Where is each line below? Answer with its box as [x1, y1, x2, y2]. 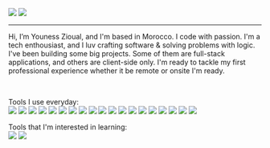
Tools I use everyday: [8, 97, 79, 106]
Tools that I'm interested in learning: [8, 122, 128, 132]
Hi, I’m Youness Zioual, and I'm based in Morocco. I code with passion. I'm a [8, 32, 261, 41]
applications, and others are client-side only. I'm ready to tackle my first [8, 57, 247, 67]
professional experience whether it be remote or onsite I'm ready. [8, 66, 225, 76]
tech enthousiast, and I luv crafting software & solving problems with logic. [8, 40, 256, 50]
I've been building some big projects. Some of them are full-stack [8, 49, 225, 58]
